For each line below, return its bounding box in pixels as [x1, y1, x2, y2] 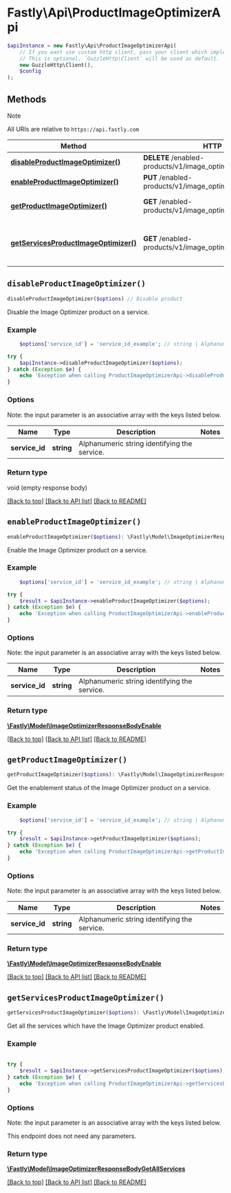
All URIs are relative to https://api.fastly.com [7, 125, 140, 133]
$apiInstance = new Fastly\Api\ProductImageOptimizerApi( [7, 42, 177, 49]
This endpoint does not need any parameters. [7, 1132, 137, 1141]
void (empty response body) [7, 484, 88, 492]
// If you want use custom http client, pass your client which [19, 48, 208, 56]
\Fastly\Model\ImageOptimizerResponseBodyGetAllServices [7, 1165, 186, 1173]
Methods [7, 93, 47, 105]
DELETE [143, 153, 170, 163]
